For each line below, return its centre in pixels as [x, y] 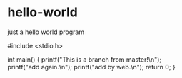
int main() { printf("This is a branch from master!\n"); [85, 59]
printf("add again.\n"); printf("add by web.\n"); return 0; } [92, 67]
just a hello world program [46, 32]
